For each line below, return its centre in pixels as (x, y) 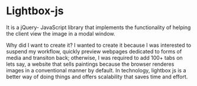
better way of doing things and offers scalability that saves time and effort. (97, 77)
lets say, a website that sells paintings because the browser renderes (90, 64)
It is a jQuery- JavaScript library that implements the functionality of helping (98, 27)
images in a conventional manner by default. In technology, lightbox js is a (96, 70)
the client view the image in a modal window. (61, 33)
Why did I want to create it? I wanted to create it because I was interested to (99, 45)
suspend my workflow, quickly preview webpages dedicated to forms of (94, 51)
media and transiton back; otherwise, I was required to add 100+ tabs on (95, 58)
